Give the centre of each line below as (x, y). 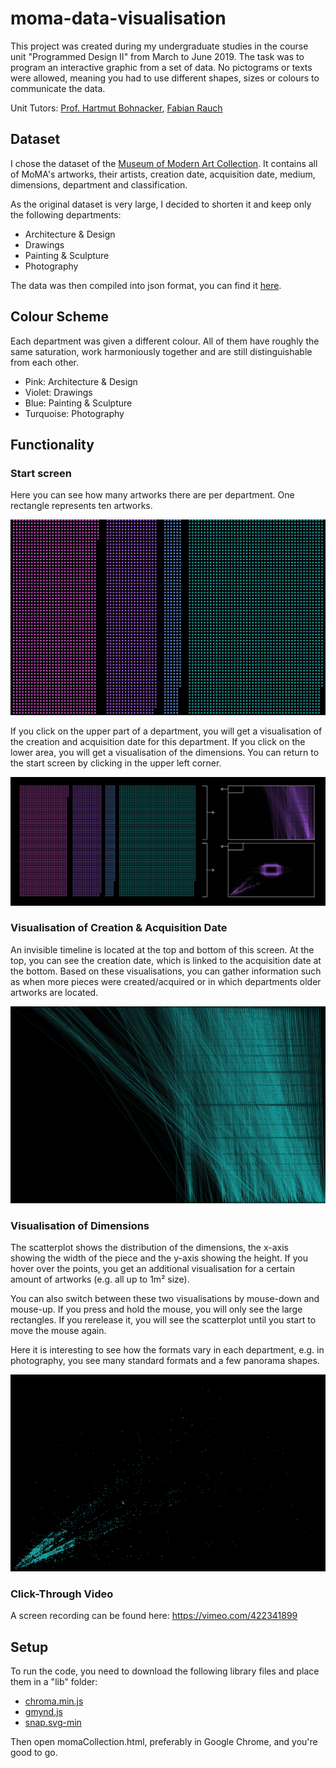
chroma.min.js (54, 1701)
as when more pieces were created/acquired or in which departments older (166, 981)
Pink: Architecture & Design (81, 381)
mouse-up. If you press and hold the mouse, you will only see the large (156, 1309)
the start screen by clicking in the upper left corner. (116, 763)
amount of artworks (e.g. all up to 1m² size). (100, 1279)
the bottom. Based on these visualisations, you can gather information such (166, 971)
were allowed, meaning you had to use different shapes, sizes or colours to (165, 78)
